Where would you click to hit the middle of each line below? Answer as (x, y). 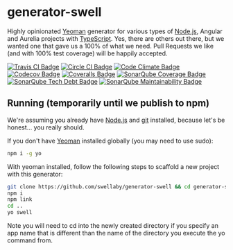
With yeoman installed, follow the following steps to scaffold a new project (113, 166)
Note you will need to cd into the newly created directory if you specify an (113, 225)
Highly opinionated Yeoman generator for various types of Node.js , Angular (115, 31)
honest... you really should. (46, 127)
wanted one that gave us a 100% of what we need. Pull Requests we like (110, 46)
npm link (20, 199)
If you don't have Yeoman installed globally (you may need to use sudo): (110, 141)
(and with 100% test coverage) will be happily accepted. (87, 53)
